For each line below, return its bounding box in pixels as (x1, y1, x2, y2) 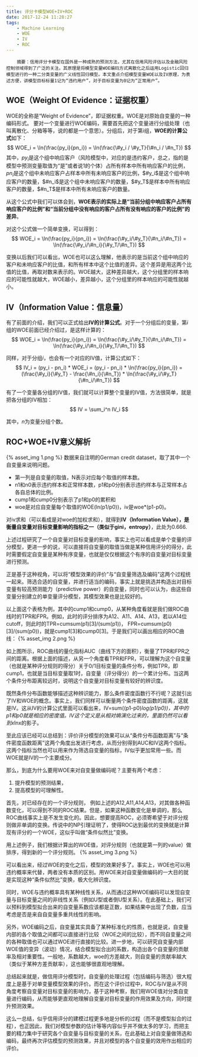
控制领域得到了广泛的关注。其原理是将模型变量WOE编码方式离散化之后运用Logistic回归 (6, 65, 189, 71)
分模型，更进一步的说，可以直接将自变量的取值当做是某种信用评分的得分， (6, 543, 187, 550)
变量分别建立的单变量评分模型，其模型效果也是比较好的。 (6, 593, 146, 600)
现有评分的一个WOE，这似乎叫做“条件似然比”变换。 (6, 829, 131, 836)
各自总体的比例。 (14, 489, 57, 496)
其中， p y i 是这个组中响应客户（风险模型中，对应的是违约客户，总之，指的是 (6, 154, 189, 163)
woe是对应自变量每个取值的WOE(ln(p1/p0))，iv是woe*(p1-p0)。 (14, 503, 170, 510)
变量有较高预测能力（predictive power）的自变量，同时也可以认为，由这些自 (6, 585, 192, 592)
